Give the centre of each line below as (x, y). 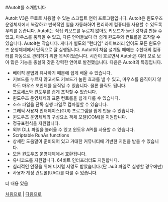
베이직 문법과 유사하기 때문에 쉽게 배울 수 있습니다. (62, 73)
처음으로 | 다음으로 (23, 194)
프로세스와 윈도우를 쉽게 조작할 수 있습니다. (55, 92)
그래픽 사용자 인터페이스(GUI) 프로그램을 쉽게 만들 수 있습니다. (74, 111)
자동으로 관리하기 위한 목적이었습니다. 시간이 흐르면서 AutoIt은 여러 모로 (85, 56)
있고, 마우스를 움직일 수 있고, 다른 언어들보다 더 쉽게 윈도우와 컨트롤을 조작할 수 (83, 37)
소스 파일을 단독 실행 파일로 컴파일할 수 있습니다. (60, 104)
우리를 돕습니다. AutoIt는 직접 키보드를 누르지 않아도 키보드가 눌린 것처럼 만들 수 (84, 31)
